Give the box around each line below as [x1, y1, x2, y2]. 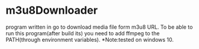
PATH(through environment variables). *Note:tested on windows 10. [5, 36, 174, 43]
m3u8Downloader [5, 4, 98, 17]
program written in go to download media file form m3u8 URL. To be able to [5, 23, 193, 30]
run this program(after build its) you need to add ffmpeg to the [5, 29, 160, 36]
